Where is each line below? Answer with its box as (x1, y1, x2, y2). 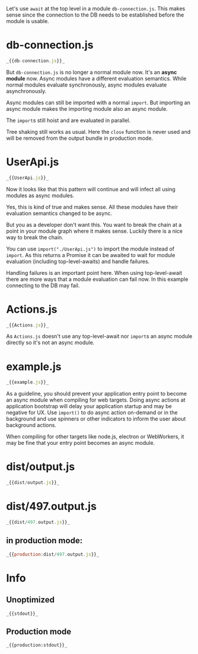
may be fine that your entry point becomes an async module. (6, 440, 155, 447)
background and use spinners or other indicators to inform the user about (6, 415, 186, 422)
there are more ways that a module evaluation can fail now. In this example (6, 275, 189, 283)
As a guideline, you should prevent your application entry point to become (6, 390, 187, 397)
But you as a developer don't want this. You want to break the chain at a (6, 221, 182, 228)
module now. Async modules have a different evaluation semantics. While (6, 75, 187, 82)
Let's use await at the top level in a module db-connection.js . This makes (6, 5, 186, 12)
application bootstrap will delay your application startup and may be (6, 403, 172, 410)
